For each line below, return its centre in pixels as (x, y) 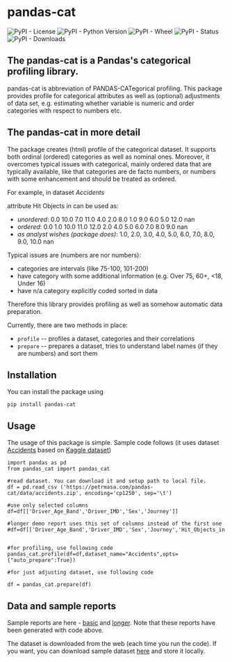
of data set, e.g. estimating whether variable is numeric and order (101, 103)
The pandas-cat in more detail (74, 133)
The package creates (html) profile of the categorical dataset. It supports (112, 149)
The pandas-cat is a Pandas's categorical (99, 61)
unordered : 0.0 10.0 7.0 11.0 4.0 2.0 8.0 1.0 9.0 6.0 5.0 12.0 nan (106, 219)
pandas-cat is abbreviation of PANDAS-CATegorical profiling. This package (115, 88)
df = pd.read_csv (32, 487)
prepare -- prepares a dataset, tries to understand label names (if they (117, 346)
